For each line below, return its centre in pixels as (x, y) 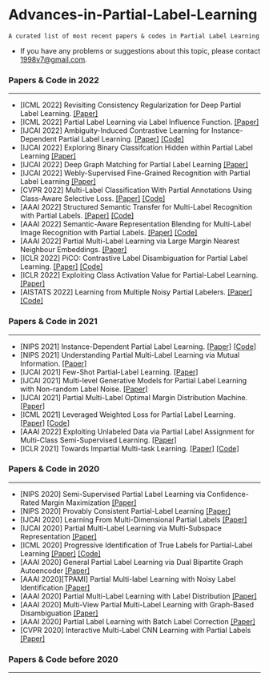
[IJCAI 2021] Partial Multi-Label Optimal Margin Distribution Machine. (134, 397)
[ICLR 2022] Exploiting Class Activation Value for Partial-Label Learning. (139, 275)
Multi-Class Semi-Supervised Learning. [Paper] (98, 440)
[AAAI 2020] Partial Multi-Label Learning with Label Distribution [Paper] (139, 596)
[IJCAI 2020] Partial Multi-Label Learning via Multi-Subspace (120, 528)
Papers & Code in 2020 (54, 469)
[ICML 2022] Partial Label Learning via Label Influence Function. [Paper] (139, 122)
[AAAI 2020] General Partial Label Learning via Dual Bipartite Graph (131, 562)
